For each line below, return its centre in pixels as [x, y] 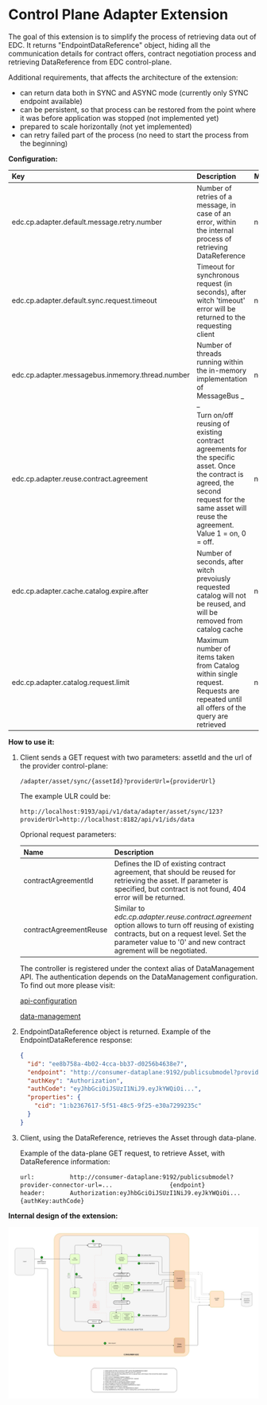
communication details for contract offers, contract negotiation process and [132, 53]
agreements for [222, 449]
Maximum [213, 640]
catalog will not [221, 595]
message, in [217, 205]
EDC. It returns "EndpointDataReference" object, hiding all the [109, 45]
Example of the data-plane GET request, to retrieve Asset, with [122, 1153]
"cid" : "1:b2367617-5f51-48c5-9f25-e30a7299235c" [118, 1106]
